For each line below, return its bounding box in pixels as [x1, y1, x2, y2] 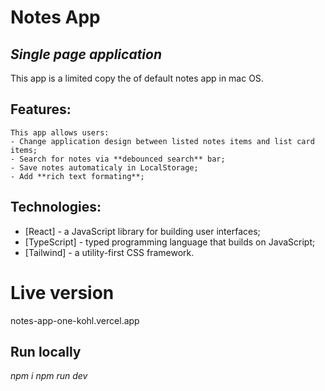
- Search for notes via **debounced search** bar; [10, 154, 226, 164]
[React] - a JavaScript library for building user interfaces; [24, 225, 261, 237]
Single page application [10, 46, 163, 63]
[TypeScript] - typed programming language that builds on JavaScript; [24, 236, 316, 248]
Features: [10, 101, 72, 118]
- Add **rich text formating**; [10, 171, 145, 181]
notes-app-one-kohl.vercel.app [10, 314, 140, 326]
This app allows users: [10, 127, 110, 138]
